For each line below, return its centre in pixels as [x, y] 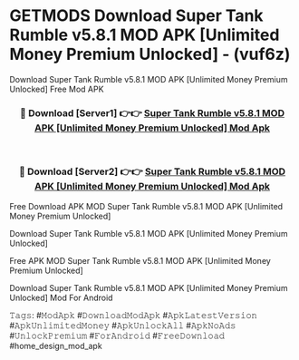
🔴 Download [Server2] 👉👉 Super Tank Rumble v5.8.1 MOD [152, 171]
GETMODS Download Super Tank [137, 16]
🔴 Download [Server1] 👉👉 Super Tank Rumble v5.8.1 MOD [152, 112]
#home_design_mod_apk [56, 345]
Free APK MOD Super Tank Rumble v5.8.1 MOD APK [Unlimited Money [140, 260]
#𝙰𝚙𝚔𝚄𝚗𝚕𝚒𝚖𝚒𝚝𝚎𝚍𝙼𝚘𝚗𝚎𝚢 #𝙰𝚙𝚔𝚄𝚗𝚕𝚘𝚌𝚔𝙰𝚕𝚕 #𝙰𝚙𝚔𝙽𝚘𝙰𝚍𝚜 [123, 325]
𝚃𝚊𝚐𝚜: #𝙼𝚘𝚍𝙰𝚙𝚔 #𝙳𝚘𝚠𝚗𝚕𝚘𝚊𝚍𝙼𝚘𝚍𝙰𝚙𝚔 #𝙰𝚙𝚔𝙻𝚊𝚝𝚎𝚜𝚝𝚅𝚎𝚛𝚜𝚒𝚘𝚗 [134, 315]
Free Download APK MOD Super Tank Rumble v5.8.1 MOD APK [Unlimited [146, 206]
